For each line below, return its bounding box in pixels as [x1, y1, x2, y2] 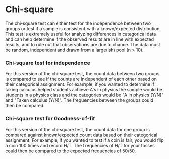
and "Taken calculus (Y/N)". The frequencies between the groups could [5, 97, 154, 103]
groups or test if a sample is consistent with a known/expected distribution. [5, 25, 161, 31]
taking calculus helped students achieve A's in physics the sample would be [5, 87, 162, 93]
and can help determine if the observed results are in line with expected [5, 36, 154, 42]
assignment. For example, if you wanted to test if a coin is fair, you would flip [5, 137, 164, 143]
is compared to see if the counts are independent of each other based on [5, 76, 157, 82]
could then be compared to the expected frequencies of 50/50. [5, 148, 136, 154]
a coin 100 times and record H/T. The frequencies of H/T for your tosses [5, 142, 155, 148]
